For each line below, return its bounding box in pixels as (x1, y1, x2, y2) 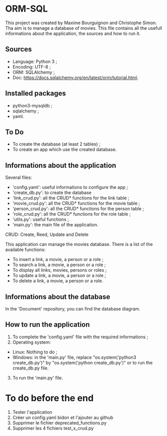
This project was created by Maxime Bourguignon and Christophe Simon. (5, 20, 157, 26)
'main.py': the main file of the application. (12, 222, 99, 228)
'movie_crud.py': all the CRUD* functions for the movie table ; (12, 200, 140, 207)
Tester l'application (12, 409, 53, 415)
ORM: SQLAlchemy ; (12, 69, 55, 75)
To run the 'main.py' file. (12, 375, 63, 381)
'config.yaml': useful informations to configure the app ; (12, 184, 128, 191)
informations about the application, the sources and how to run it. (5, 30, 141, 36)
